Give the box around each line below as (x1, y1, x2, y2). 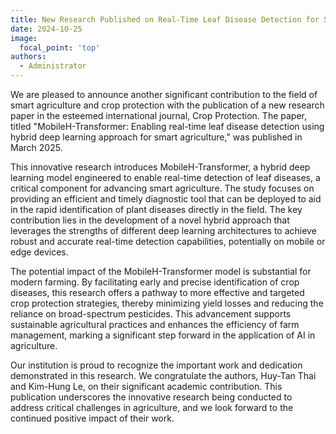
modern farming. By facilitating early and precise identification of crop (10, 276, 300, 288)
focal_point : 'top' (19, 42, 101, 53)
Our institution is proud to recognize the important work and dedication (10, 359, 303, 371)
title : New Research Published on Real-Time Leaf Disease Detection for (10, 14, 320, 25)
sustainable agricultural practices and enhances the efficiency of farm (10, 319, 300, 330)
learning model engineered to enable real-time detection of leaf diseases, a (10, 172, 321, 183)
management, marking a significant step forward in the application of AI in (10, 329, 316, 341)
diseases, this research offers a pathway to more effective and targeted (10, 287, 305, 298)
